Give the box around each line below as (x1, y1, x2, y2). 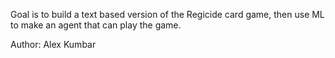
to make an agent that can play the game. (10, 19, 182, 31)
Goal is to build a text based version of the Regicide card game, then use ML (10, 9, 325, 20)
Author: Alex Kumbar (10, 39, 97, 50)
